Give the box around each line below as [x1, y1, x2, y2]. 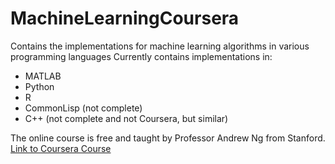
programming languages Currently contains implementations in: [10, 50, 273, 62]
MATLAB [24, 70, 62, 82]
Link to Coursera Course [10, 142, 112, 154]
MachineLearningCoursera [10, 7, 240, 30]
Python [24, 80, 55, 92]
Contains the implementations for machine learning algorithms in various [10, 40, 310, 52]
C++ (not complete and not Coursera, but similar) [24, 112, 229, 124]
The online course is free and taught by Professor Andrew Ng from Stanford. [10, 132, 326, 144]
